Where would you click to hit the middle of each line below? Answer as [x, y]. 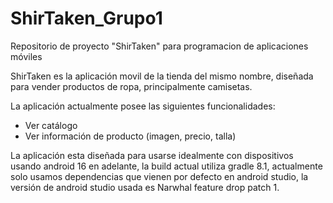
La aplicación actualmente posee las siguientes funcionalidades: [143, 106]
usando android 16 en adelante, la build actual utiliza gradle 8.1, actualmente [166, 166]
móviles [26, 56]
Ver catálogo [51, 125]
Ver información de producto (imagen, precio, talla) [130, 136]
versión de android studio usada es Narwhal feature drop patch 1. [145, 187]
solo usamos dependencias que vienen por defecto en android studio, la [159, 176]
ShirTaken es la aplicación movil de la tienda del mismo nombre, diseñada [162, 76]
